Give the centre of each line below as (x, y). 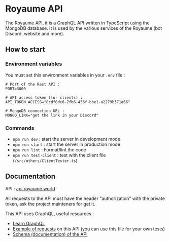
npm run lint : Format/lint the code (49, 149)
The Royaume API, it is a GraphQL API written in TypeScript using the (77, 23)
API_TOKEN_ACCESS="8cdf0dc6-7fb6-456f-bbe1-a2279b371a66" (68, 102)
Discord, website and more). (35, 33)
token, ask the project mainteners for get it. (50, 204)
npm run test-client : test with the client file (59, 155)
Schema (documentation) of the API (50, 234)
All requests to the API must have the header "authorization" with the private (85, 198)
